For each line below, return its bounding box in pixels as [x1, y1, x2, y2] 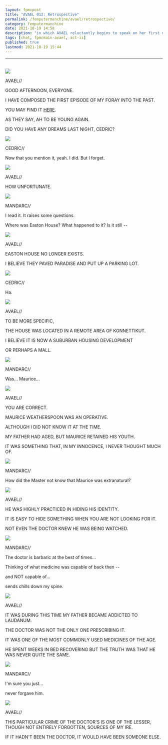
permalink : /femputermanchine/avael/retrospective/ [5, 16, 115, 21]
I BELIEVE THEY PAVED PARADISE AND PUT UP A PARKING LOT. [5, 260, 139, 266]
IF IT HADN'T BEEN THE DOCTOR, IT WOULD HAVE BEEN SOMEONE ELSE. [5, 733, 161, 740]
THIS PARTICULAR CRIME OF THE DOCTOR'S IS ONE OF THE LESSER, [5, 718, 151, 725]
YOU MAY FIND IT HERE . [5, 106, 56, 112]
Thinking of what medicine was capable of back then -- [5, 563, 120, 570]
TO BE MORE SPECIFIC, [5, 318, 54, 324]
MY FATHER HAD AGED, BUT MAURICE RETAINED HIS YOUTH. [5, 433, 135, 439]
